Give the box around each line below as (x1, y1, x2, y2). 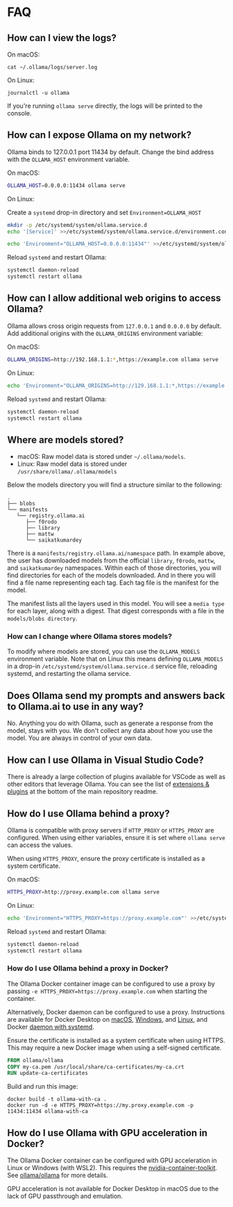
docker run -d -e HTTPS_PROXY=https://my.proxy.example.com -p (7, 1102, 194, 1109)
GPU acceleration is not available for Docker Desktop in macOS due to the (7, 1185, 219, 1193)
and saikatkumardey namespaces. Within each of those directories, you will (7, 564, 222, 572)
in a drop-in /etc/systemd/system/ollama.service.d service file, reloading (7, 662, 217, 670)
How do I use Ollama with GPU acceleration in (7, 1127, 208, 1139)
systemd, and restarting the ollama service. (7, 670, 131, 678)
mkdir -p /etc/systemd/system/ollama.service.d (7, 221, 148, 228)
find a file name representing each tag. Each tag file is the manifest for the (7, 578, 219, 587)
